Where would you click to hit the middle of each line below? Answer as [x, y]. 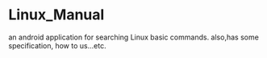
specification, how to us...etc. [57, 45]
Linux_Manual [56, 15]
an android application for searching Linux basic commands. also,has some [134, 37]
